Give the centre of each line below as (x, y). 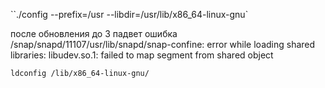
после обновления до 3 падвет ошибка (94, 33)
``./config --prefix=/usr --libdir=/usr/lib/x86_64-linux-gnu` (129, 14)
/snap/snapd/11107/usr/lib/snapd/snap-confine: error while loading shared (163, 44)
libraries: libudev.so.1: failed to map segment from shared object (142, 55)
